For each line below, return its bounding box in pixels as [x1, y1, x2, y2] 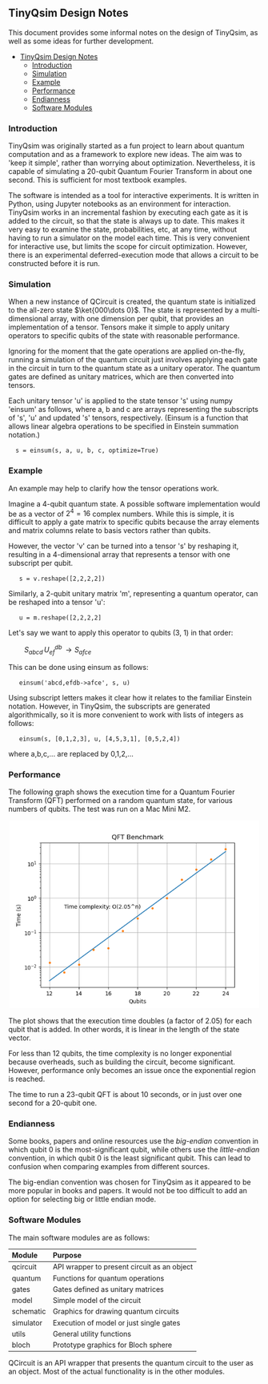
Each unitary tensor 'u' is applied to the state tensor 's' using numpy [8, 396, 234, 406]
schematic [11, 1306, 46, 1317]
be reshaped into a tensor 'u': [8, 597, 106, 607]
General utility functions [52, 1329, 132, 1338]
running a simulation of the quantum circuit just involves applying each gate [8, 355, 258, 365]
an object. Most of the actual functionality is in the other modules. [8, 1366, 226, 1376]
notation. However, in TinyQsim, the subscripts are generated [8, 701, 210, 711]
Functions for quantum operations [52, 1273, 165, 1283]
